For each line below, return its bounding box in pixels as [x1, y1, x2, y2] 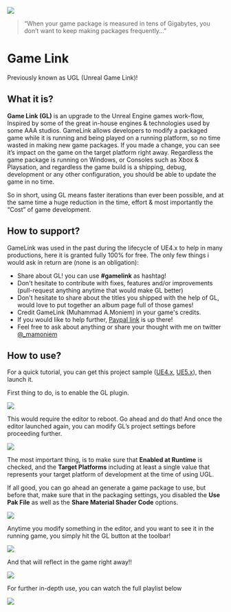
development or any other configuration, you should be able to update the [7, 170, 217, 178]
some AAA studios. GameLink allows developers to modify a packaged [7, 126, 208, 134]
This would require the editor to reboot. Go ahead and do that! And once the [7, 415, 223, 423]
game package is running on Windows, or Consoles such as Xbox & [7, 155, 199, 164]
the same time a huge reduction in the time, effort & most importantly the [7, 198, 213, 206]
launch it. [7, 375, 34, 384]
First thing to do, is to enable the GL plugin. [7, 389, 129, 397]
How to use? [7, 349, 62, 361]
